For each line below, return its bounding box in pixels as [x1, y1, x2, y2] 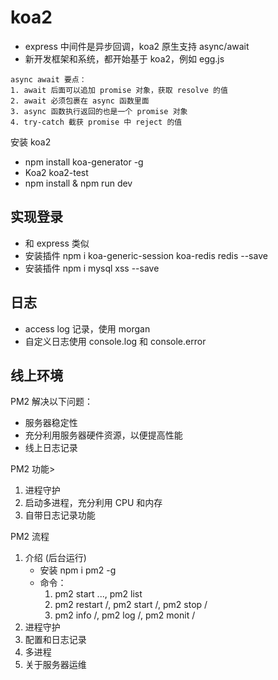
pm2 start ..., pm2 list [54, 588, 143, 600]
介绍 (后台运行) [24, 552, 87, 564]
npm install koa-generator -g [24, 156, 144, 168]
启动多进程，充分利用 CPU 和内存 [24, 497, 163, 509]
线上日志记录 [24, 442, 78, 454]
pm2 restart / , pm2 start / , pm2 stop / [54, 599, 208, 611]
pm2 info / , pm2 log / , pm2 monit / [54, 609, 196, 621]
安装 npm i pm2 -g [39, 564, 117, 576]
